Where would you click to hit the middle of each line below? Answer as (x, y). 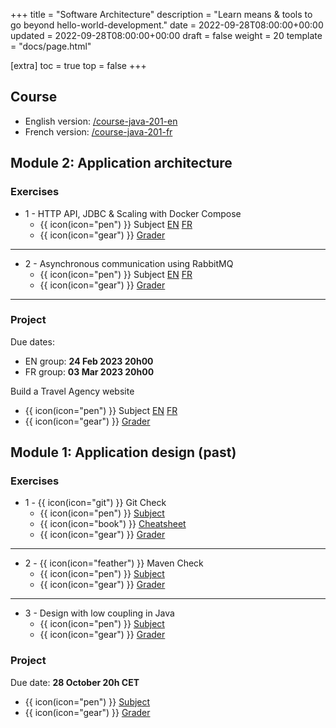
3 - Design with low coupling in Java (99, 613)
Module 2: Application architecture (121, 163)
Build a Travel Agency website (72, 391)
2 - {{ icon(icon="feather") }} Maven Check (114, 563)
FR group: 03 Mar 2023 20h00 (89, 371)
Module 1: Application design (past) (123, 452)
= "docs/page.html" (51, 46)
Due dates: (32, 341)
